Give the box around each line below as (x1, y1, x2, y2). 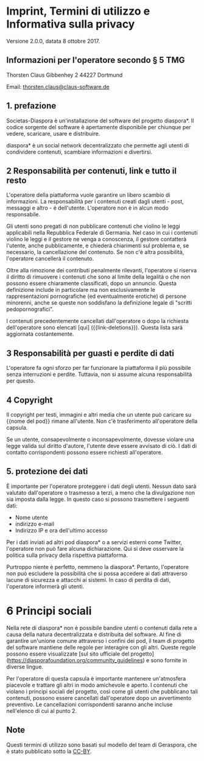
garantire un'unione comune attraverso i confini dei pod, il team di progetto (6, 637, 195, 644)
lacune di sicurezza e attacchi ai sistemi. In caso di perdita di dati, (6, 576, 171, 583)
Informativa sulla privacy (6, 17, 135, 31)
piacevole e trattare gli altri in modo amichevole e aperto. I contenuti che (6, 681, 188, 688)
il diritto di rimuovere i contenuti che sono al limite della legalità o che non (6, 273, 191, 281)
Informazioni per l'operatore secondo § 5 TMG (6, 55, 185, 65)
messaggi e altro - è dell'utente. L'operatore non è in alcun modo (6, 204, 169, 211)
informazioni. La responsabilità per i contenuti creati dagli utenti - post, (6, 198, 184, 205)
